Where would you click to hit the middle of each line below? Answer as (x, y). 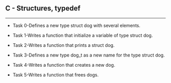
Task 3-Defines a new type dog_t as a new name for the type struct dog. (89, 55)
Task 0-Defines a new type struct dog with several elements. (77, 25)
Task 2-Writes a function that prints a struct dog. (64, 45)
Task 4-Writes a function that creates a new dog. (64, 65)
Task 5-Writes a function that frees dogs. (55, 75)
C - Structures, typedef (43, 8)
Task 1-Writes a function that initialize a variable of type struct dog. (83, 35)
